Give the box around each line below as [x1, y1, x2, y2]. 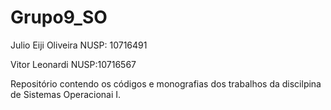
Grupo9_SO [10, 6, 108, 29]
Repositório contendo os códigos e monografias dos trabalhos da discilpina [10, 77, 322, 90]
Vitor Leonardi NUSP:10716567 [10, 58, 137, 70]
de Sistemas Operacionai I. [10, 88, 122, 100]
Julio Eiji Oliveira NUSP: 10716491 [10, 39, 148, 51]
